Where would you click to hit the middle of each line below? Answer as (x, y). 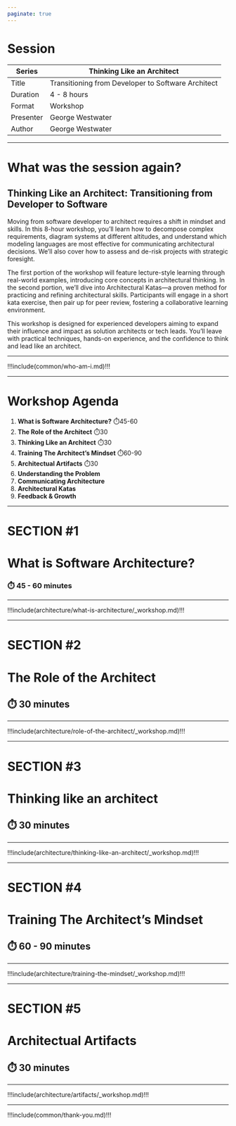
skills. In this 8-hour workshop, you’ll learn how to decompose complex (111, 229)
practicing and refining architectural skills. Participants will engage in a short (118, 295)
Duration (25, 94)
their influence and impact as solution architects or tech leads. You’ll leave (115, 331)
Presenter (27, 117)
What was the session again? (94, 167)
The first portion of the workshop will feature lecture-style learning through (116, 273)
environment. (26, 310)
